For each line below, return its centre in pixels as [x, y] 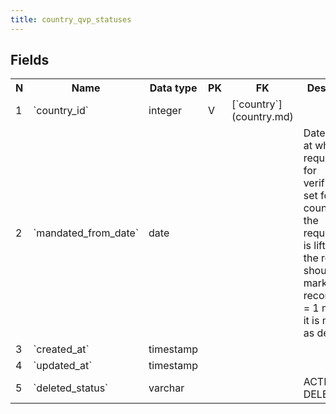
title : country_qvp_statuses [71, 19]
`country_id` [61, 111]
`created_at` [61, 349]
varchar [166, 388]
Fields [30, 60]
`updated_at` [63, 366]
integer [165, 111]
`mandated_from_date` [86, 233]
